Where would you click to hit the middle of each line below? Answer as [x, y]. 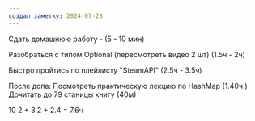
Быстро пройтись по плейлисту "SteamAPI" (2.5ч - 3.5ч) [105, 70]
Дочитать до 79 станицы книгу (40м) [72, 94]
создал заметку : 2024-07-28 [56, 16]
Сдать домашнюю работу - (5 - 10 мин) [76, 39]
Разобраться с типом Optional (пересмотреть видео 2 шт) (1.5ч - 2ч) [127, 54]
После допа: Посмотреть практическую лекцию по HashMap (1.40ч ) [128, 86]
